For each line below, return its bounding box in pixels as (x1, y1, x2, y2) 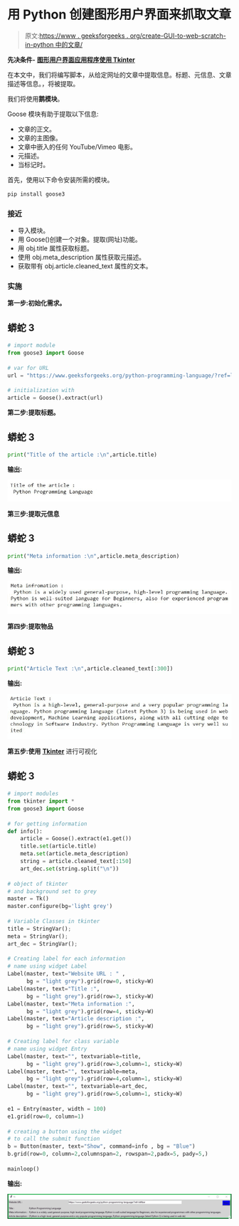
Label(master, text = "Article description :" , (7, 1015, 144, 1022)
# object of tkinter (7, 880, 69, 887)
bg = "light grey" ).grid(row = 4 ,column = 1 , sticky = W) (26, 1075, 183, 1082)
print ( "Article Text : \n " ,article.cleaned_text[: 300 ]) (7, 665, 174, 672)
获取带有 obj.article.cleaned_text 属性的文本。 (17, 262, 152, 270)
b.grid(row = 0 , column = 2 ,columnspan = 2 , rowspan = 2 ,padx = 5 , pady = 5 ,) (7, 1151, 208, 1158)
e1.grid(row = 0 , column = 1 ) (7, 1113, 84, 1120)
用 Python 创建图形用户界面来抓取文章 (7, 6, 232, 23)
